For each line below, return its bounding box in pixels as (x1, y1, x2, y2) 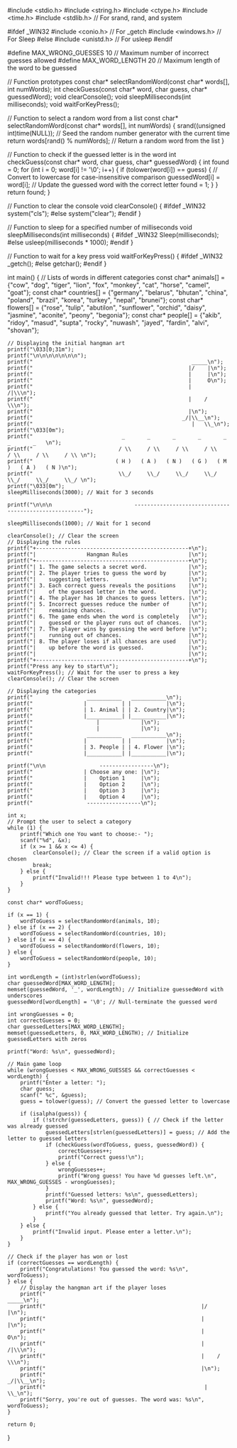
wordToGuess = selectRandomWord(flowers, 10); (20, 942, 160, 949)
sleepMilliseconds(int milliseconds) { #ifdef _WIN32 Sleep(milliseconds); (7, 231, 219, 239)
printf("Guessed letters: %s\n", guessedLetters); (45, 1191, 199, 1198)
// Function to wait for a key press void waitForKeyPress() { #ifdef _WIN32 (7, 252, 224, 260)
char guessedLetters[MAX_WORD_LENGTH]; (7, 1023, 126, 1030)
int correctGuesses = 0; (7, 1017, 81, 1024)
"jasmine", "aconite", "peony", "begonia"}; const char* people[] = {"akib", (7, 311, 222, 319)
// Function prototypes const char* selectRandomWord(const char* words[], (7, 77, 230, 86)
